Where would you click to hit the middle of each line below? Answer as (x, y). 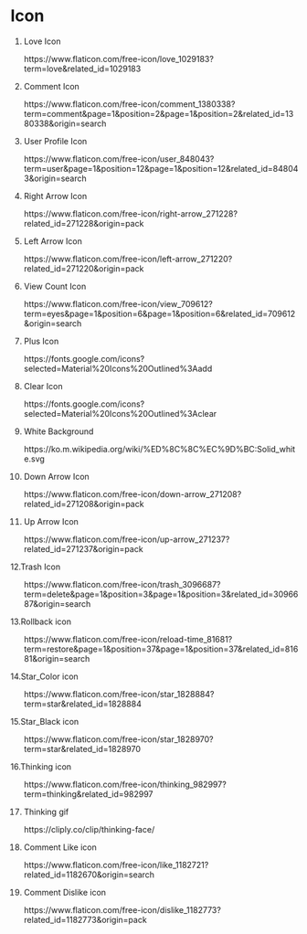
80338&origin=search (65, 123)
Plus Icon (41, 341)
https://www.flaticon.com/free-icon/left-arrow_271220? (128, 259)
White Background (58, 431)
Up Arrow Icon (51, 521)
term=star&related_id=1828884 (83, 704)
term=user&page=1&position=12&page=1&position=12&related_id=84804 (161, 168)
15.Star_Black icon (45, 721)
